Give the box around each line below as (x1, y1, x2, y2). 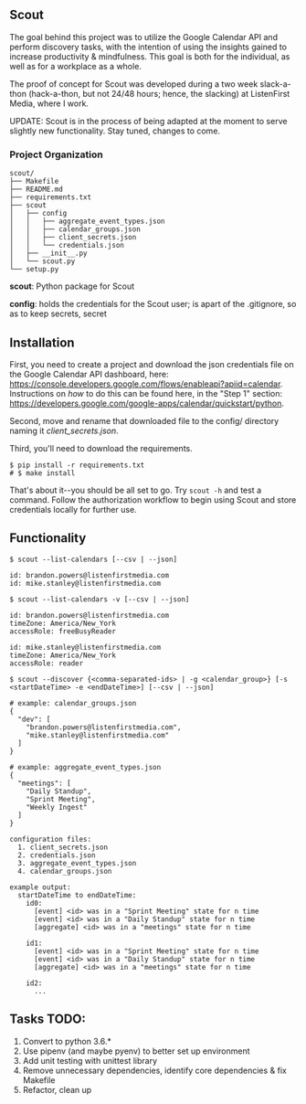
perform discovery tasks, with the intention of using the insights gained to (9, 41, 288, 52)
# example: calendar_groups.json (9, 698, 137, 707)
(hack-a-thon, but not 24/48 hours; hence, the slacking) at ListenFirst (28, 88, 290, 99)
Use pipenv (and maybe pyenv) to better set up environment (22, 1046, 250, 1056)
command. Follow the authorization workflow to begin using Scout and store (9, 494, 297, 505)
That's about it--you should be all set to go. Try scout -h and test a (9, 484, 262, 495)
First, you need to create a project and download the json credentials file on (9, 358, 294, 369)
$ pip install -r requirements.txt (9, 461, 145, 470)
